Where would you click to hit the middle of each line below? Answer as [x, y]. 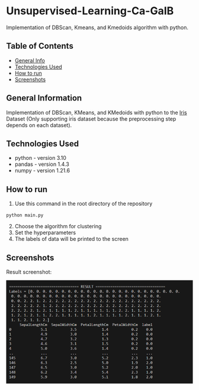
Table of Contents [40, 46]
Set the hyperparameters [45, 232]
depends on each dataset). [39, 125]
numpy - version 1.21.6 [42, 171]
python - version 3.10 [41, 158]
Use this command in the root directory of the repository [84, 204]
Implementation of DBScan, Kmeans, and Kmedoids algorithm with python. [97, 27]
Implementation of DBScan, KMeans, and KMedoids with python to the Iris [97, 112]
